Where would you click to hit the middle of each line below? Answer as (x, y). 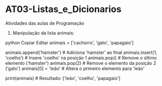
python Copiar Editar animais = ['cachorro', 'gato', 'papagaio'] (70, 42)
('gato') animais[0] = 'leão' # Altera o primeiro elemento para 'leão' (75, 68)
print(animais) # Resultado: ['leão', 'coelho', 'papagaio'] (63, 78)
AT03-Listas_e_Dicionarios (63, 9)
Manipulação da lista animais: (43, 33)
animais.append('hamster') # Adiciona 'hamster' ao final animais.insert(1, (81, 52)
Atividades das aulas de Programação (45, 23)
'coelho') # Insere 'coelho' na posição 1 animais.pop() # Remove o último (81, 58)
